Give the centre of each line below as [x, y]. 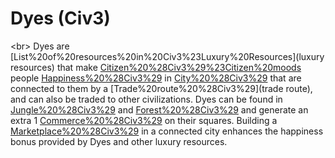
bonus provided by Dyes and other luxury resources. [119, 141]
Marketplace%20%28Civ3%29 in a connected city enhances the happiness [167, 131]
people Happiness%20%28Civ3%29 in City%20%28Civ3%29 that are [156, 78]
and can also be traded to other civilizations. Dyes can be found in [146, 99]
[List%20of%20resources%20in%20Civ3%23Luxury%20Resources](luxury [167, 56]
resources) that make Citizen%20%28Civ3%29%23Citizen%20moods [156, 67]
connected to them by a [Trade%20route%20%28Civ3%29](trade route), [161, 88]
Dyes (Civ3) [60, 18]
